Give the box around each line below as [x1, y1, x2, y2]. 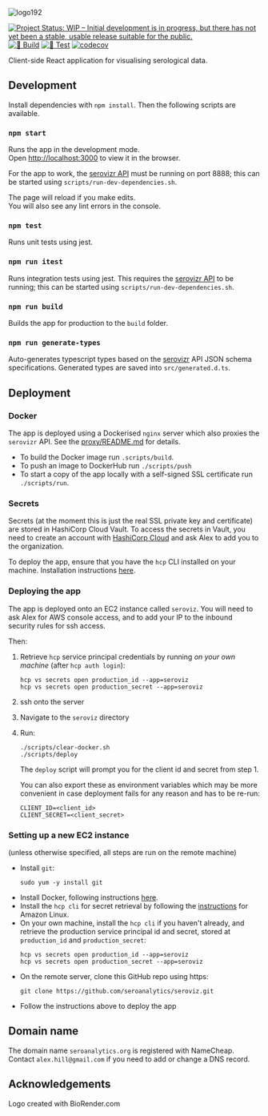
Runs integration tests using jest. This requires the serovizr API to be [8, 273, 234, 283]
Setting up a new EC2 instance [8, 829, 130, 841]
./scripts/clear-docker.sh [19, 743, 110, 752]
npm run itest [8, 257, 63, 267]
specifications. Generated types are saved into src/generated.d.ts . [8, 363, 230, 372]
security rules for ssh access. [8, 620, 106, 630]
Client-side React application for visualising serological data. [8, 56, 208, 65]
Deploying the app [8, 585, 82, 596]
